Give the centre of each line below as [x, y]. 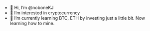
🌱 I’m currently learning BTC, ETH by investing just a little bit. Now [77, 18]
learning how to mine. [32, 23]
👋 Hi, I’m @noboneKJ [32, 8]
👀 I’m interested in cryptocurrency [45, 13]
